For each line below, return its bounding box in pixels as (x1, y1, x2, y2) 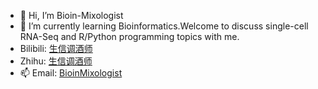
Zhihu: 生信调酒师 (19, 55, 93, 67)
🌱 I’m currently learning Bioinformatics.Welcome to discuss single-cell (19, 20, 309, 32)
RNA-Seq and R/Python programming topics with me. (19, 31, 240, 42)
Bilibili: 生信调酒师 (19, 43, 93, 54)
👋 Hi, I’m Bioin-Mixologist (19, 10, 124, 21)
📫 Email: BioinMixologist (19, 67, 123, 79)
